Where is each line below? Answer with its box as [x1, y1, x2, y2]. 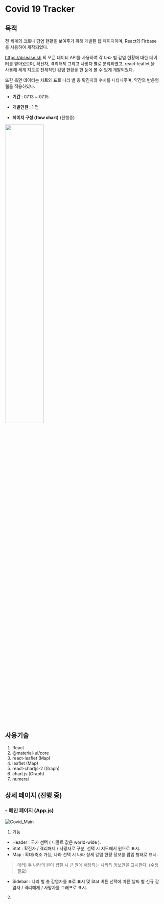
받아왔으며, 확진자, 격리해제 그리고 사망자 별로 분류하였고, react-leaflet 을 [14, 61, 155, 67]
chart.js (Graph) [12, 770, 45, 777]
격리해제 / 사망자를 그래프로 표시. [24, 884, 87, 890]
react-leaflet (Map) [12, 755, 50, 761]
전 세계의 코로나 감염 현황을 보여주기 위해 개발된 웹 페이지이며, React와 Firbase [5, 38, 157, 44]
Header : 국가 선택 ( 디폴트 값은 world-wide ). [12, 839, 101, 845]
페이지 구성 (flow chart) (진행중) [12, 115, 75, 120]
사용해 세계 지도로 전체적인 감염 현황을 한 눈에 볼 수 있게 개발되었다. [5, 67, 134, 72]
